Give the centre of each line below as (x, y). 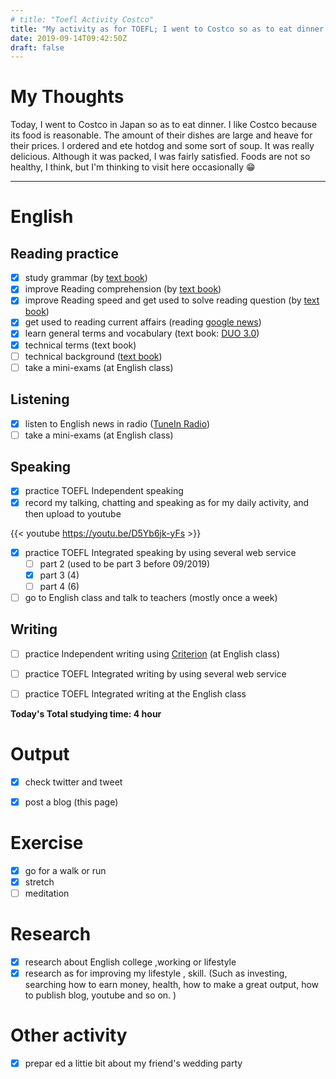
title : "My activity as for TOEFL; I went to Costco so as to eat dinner (167, 29)
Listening (40, 399)
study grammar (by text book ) (86, 278)
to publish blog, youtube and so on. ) (100, 995)
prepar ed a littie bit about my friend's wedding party (133, 1063)
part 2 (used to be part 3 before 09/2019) (125, 563)
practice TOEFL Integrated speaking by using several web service (160, 552)
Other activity (69, 1035)
